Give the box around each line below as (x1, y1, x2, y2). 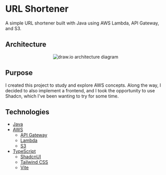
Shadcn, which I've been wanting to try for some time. (5, 93, 119, 99)
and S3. (5, 25, 21, 31)
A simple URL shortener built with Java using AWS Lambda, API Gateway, (5, 20, 159, 26)
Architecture (5, 40, 47, 49)
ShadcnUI (20, 154, 41, 160)
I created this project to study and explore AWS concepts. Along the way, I (5, 82, 161, 88)
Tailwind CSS (20, 159, 48, 165)
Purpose (5, 68, 33, 77)
